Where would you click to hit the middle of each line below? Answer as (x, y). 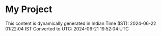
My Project (29, 9)
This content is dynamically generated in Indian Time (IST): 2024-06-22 (81, 23)
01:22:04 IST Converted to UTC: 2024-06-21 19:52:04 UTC (67, 28)
